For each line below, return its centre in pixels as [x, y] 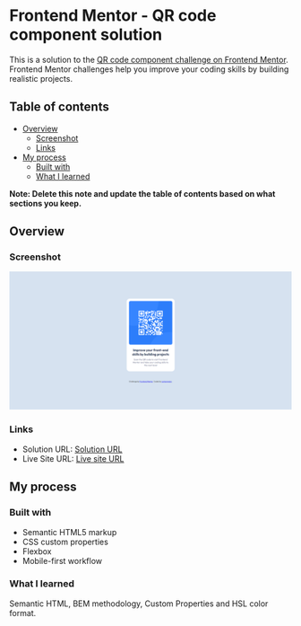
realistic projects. [41, 78]
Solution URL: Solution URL [72, 449]
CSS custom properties [65, 542]
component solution [86, 35]
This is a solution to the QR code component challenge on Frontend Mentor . [149, 59]
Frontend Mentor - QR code [113, 16]
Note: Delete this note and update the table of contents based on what [142, 193]
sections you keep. [46, 203]
